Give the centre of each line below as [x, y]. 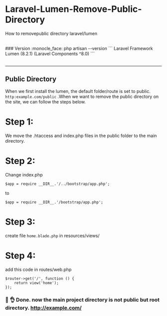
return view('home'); [36, 283]
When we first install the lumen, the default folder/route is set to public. [78, 91]
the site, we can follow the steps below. [45, 102]
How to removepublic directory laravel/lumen [51, 33]
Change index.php [24, 174]
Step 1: [19, 121]
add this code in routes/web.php [39, 269]
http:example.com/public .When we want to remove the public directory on [82, 96]
